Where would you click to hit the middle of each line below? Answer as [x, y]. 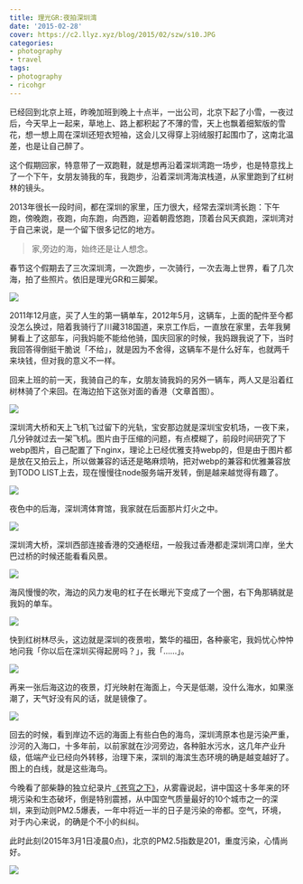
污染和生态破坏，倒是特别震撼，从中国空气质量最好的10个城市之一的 [143, 799]
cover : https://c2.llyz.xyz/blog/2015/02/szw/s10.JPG [113, 34]
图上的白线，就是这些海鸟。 [61, 768]
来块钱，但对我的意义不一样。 [64, 360]
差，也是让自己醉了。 [49, 146]
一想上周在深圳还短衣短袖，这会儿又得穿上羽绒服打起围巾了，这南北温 [163, 134]
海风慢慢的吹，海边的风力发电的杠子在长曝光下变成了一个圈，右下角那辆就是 [151, 592]
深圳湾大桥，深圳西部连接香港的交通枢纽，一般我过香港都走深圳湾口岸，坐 [147, 544]
